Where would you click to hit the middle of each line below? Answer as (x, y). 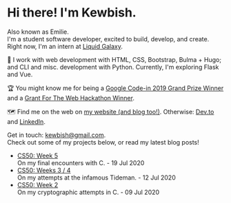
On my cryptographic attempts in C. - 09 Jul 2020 (88, 192)
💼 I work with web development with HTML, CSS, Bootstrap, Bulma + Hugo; (114, 59)
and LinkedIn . (27, 121)
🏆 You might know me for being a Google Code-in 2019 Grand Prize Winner (115, 88)
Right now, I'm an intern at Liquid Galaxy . (65, 46)
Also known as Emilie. (38, 32)
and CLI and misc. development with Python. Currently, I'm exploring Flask (113, 67)
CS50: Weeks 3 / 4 (44, 170)
